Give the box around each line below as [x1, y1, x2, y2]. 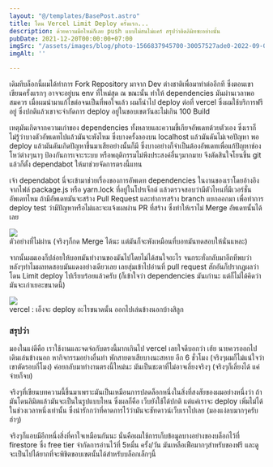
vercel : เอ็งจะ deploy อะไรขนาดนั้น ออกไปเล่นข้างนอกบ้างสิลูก [9, 305, 185, 313]
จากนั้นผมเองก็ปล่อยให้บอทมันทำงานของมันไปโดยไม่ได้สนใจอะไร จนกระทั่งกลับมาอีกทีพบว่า [9, 253, 252, 262]
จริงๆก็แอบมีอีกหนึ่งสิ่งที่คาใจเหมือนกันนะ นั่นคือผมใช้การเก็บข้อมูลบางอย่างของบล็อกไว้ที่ [9, 431, 240, 441]
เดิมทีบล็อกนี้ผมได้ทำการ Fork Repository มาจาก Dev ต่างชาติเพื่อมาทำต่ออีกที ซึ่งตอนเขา [9, 79, 254, 89]
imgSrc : [9, 42, 36, 50]
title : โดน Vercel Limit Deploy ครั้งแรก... [9, 19, 149, 28]
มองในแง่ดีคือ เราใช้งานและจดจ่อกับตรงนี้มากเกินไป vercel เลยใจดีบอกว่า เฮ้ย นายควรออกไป [9, 344, 258, 353]
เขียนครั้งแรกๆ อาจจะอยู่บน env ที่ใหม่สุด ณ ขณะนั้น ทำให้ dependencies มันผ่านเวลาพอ [9, 89, 254, 97]
